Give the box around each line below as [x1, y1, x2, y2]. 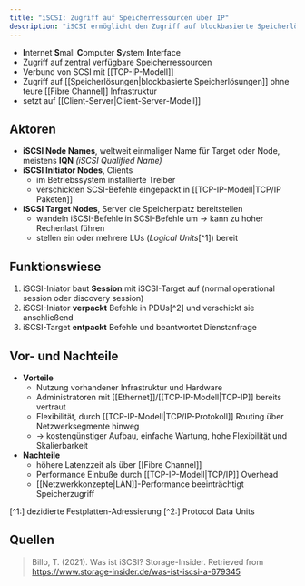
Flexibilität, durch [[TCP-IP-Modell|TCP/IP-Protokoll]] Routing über [35, 410, 284, 421]
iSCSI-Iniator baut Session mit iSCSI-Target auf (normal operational [22, 283, 275, 294]
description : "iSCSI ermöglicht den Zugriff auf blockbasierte [9, 22, 254, 31]
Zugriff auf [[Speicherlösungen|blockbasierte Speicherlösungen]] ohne [22, 76, 290, 86]
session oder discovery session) [22, 293, 144, 304]
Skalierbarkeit [35, 439, 89, 450]
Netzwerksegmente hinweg [35, 420, 140, 431]
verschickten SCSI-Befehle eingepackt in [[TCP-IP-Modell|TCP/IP [35, 184, 281, 196]
